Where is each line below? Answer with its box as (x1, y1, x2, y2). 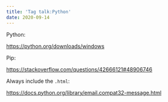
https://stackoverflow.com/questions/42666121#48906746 (6, 65, 152, 73)
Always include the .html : (6, 77, 70, 85)
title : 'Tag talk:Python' (6, 8, 71, 15)
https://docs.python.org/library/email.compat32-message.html (6, 89, 161, 96)
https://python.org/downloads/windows (6, 43, 105, 50)
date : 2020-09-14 (6, 14, 50, 20)
